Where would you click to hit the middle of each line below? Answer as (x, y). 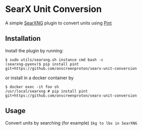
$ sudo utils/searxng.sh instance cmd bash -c (54, 60)
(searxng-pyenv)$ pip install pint (42, 64)
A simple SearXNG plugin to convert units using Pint (59, 23)
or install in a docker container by (39, 78)
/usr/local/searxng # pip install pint (47, 91)
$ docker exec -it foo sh (32, 87)
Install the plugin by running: (34, 50)
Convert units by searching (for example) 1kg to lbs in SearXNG (71, 123)
